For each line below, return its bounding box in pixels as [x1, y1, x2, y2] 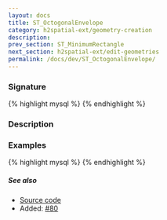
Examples [8, 140, 47, 151]
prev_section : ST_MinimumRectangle [8, 41, 125, 49]
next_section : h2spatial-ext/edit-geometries [8, 48, 159, 56]
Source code [19, 196, 61, 205]
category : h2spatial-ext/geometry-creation [8, 26, 153, 34]
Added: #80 [19, 203, 59, 213]
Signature [8, 81, 47, 92]
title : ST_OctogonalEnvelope [8, 19, 103, 27]
